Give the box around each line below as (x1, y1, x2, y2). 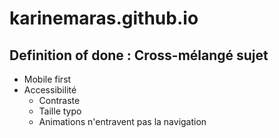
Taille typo (38, 105, 82, 117)
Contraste (38, 95, 81, 106)
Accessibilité (23, 84, 77, 96)
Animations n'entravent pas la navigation (38, 116, 207, 127)
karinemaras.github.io (9, 7, 199, 30)
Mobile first (23, 73, 72, 85)
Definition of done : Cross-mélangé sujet (9, 47, 269, 64)
